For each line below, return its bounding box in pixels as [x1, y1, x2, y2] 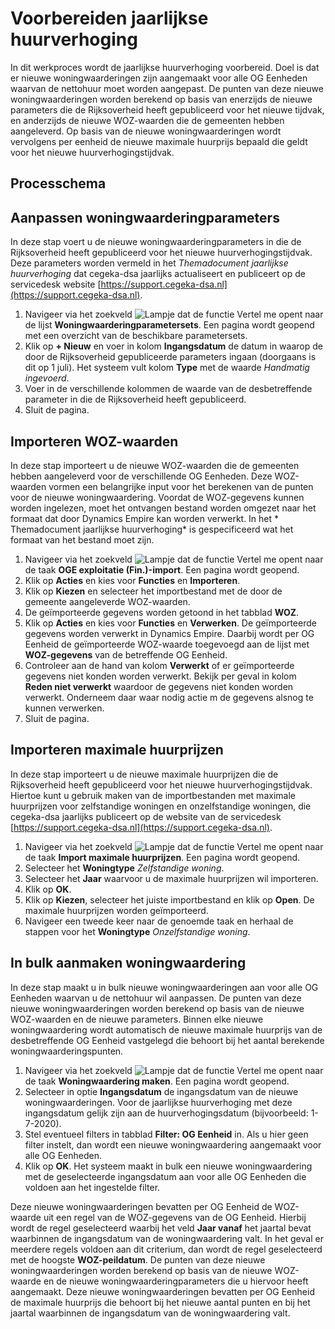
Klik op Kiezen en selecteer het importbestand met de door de [24, 585, 283, 597]
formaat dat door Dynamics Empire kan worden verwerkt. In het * [10, 512, 280, 524]
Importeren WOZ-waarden [10, 433, 179, 450]
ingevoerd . [24, 372, 70, 384]
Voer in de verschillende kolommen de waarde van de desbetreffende [24, 383, 313, 395]
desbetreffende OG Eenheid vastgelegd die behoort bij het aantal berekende [10, 1034, 325, 1046]
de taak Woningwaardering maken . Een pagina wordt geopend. [24, 1075, 290, 1087]
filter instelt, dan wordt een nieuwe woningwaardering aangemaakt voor [24, 1138, 322, 1151]
